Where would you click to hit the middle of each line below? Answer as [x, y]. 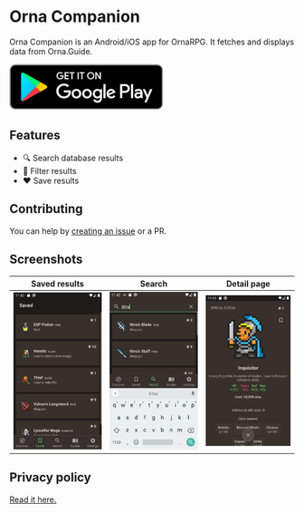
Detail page [248, 284]
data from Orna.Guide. [51, 51]
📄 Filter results [49, 170]
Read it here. [33, 499]
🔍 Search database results [73, 158]
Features [35, 136]
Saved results [57, 284]
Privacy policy [51, 478]
